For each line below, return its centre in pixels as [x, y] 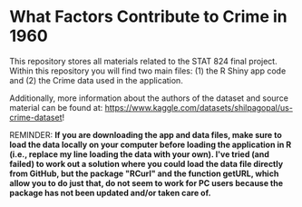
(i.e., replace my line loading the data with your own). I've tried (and [139, 154]
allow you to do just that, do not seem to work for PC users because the [146, 182]
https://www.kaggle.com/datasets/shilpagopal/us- [199, 107]
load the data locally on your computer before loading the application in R [151, 144]
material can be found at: [56, 107]
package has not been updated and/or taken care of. [110, 192]
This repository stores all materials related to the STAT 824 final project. [144, 61]
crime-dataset [36, 117]
